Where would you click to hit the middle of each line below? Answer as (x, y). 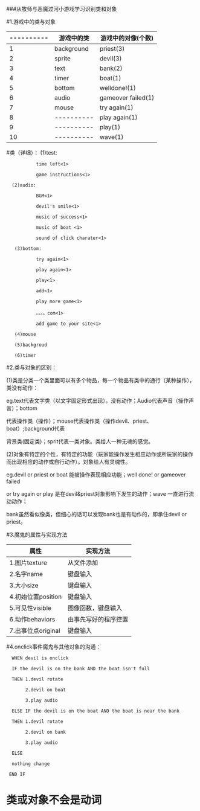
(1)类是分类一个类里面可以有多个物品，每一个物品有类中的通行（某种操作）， (101, 380)
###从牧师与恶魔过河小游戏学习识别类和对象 (62, 9)
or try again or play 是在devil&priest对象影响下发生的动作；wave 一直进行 (98, 494)
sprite (63, 58)
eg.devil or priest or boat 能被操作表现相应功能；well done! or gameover (96, 475)
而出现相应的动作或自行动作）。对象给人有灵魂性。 (69, 462)
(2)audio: (24, 185)
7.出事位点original (35, 631)
